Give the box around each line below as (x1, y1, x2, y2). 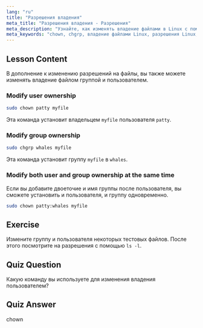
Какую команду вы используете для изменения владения (6, 276, 156, 283)
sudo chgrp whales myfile (6, 145, 71, 151)
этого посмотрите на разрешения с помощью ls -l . (6, 242, 142, 249)
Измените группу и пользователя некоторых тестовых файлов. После (6, 235, 187, 243)
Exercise (6, 219, 40, 230)
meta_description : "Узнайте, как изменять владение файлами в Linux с (6, 25, 188, 32)
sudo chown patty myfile (6, 105, 69, 111)
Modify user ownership (6, 91, 77, 100)
